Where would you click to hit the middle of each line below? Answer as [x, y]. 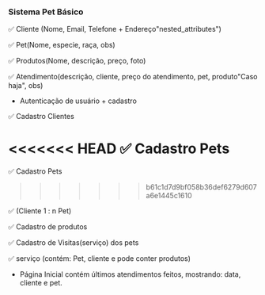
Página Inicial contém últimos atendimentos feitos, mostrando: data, [130, 274]
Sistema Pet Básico [46, 12]
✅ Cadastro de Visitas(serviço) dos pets [74, 243]
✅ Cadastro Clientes [42, 117]
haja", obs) [26, 86]
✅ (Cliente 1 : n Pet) [40, 211]
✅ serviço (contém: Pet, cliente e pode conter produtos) [100, 259]
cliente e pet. [41, 283]
